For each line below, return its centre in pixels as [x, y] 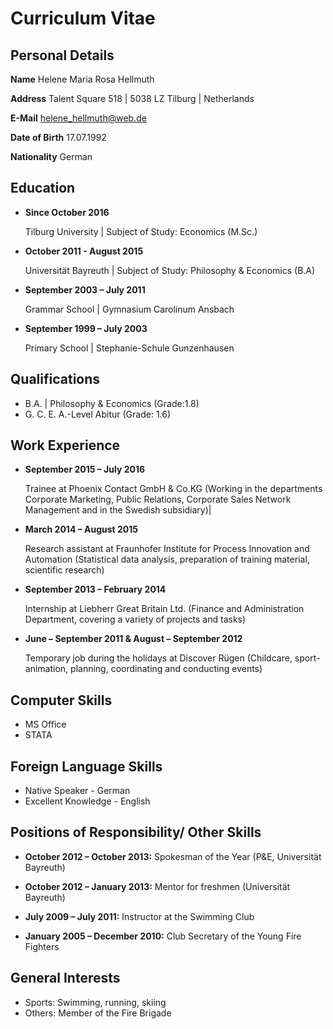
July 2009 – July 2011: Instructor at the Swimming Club [139, 916]
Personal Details [62, 55]
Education [43, 188]
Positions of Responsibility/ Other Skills [136, 832]
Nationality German [51, 156]
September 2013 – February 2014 [95, 589]
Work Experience [65, 445]
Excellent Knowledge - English [87, 801]
